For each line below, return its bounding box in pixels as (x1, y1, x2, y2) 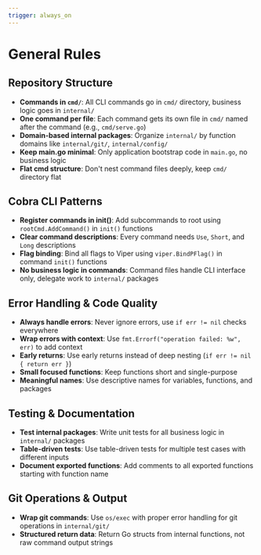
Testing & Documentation (8, 407, 135, 420)
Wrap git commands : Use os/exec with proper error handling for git (19, 513, 237, 522)
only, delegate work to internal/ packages (19, 274, 159, 283)
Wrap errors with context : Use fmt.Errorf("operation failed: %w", (19, 334, 241, 343)
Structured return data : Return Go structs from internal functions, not (19, 529, 245, 539)
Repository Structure (8, 76, 114, 90)
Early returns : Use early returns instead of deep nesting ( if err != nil (19, 350, 252, 361)
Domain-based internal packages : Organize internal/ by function (19, 130, 237, 140)
